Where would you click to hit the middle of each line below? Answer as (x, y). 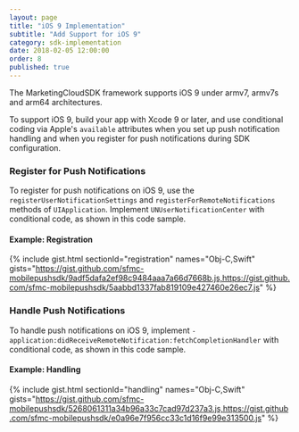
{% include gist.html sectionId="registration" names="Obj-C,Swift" (133, 259)
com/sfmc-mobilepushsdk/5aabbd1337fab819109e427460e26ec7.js (135, 287)
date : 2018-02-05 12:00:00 (59, 51)
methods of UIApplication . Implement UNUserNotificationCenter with (137, 210)
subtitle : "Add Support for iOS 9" (75, 34)
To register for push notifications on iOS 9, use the (102, 191)
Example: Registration (51, 239)
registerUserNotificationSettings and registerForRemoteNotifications (142, 200)
